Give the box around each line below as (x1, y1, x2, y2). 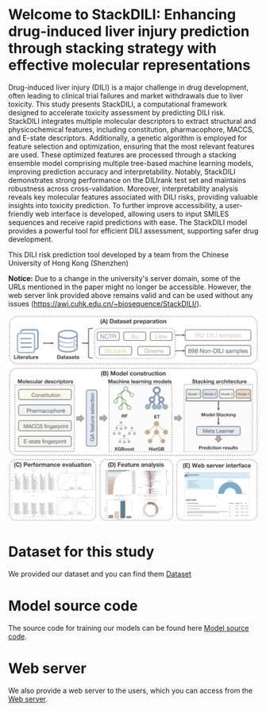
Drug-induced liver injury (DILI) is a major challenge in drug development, (8, 82, 249, 92)
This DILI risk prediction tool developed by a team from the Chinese (8, 249, 229, 259)
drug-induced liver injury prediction (8, 22, 250, 41)
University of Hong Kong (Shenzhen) (8, 258, 129, 268)
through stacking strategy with (8, 40, 217, 57)
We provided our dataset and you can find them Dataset (8, 569, 192, 578)
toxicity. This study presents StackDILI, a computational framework (8, 99, 228, 109)
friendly (8, 209, 34, 218)
